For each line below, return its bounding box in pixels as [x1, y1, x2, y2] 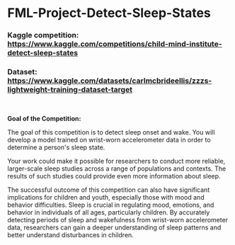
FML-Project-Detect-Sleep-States [7, 5, 211, 21]
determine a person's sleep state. [7, 143, 105, 152]
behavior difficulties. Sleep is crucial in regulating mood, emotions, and [7, 200, 214, 210]
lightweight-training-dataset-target [7, 85, 133, 95]
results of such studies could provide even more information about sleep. [7, 172, 221, 181]
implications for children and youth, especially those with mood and [7, 193, 205, 202]
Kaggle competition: [7, 30, 79, 40]
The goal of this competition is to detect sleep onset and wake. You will [7, 128, 215, 137]
